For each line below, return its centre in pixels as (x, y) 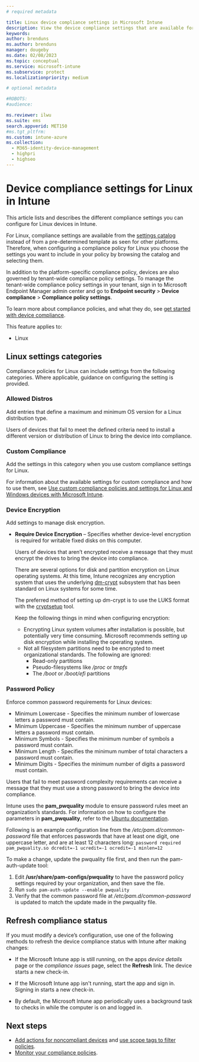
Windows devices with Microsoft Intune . (55, 495)
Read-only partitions (57, 661)
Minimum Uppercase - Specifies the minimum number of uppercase (98, 726)
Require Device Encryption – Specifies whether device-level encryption (103, 534)
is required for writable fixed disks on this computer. (78, 541)
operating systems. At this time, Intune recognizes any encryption (95, 576)
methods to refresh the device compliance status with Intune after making (96, 941)
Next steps (27, 1026)
